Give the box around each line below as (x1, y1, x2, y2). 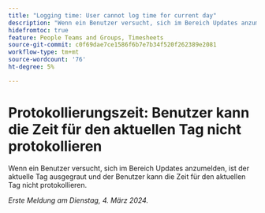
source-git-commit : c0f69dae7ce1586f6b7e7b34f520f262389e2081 (8, 41, 217, 49)
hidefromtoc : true (8, 26, 69, 34)
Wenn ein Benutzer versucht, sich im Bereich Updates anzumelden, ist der (8, 163, 250, 173)
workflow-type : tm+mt (8, 48, 80, 56)
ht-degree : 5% (8, 63, 55, 71)
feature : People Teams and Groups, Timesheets (8, 33, 164, 42)
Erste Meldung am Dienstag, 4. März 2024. (8, 195, 148, 205)
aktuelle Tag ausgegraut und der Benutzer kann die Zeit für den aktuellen (8, 171, 246, 181)
